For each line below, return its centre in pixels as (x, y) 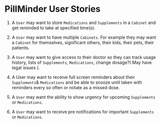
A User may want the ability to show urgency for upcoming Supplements (83, 97)
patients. (21, 48)
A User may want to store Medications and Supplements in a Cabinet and (84, 23)
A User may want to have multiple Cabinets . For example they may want (84, 37)
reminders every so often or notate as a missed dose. (66, 87)
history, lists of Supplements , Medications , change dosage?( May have (82, 62)
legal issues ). (26, 68)
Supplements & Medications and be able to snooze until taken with (77, 82)
